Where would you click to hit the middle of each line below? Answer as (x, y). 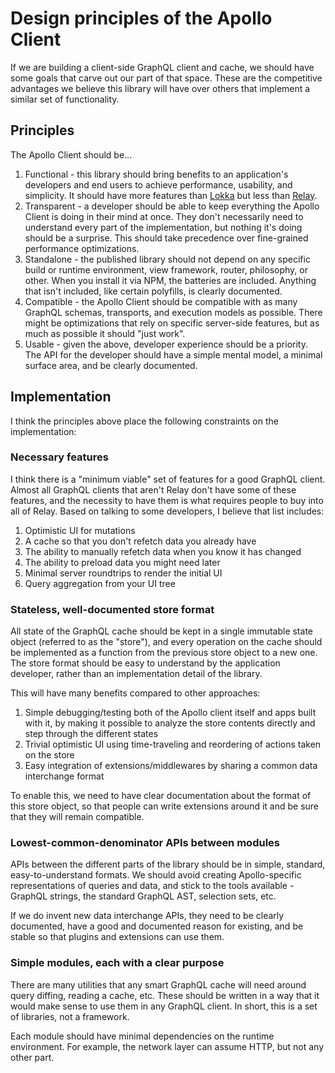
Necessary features (59, 457)
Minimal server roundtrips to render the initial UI (123, 573)
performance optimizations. (82, 248)
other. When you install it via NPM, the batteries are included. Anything (170, 280)
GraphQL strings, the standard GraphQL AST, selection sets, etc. (143, 896)
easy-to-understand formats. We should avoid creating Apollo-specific (156, 875)
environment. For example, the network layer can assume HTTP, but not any (167, 1046)
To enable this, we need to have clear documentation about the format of (161, 796)
